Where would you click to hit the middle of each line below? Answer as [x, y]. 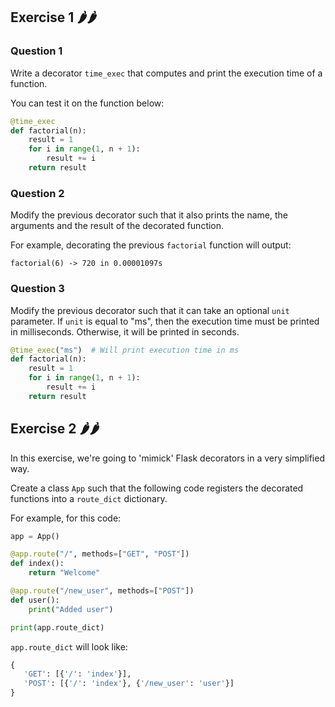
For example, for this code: [66, 518]
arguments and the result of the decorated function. [117, 226]
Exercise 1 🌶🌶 [54, 17]
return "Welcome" [64, 573]
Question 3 [37, 289]
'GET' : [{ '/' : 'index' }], [77, 674]
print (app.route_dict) [57, 627]
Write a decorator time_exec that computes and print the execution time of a [166, 73]
